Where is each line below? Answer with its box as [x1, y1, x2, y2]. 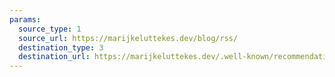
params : [9, 14, 42, 25]
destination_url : [18, 52, 91, 62]
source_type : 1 [18, 24, 82, 34]
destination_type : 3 [18, 42, 104, 53]
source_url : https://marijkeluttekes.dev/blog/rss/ [18, 33, 239, 43]
